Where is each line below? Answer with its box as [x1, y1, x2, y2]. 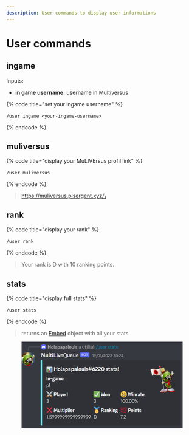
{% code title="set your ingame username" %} [6, 100, 123, 108]
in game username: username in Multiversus [15, 89, 129, 96]
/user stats [6, 307, 36, 313]
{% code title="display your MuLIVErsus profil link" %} [6, 157, 143, 165]
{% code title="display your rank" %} [6, 226, 99, 233]
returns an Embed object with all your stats [21, 330, 129, 337]
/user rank [6, 239, 34, 245]
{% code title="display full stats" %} [6, 295, 97, 302]
